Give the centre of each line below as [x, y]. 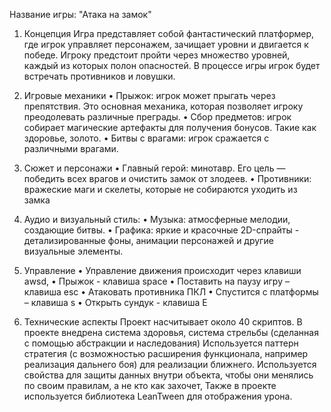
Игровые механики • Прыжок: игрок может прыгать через [149, 95]
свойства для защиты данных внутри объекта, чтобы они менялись [168, 375]
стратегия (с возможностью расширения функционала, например [166, 353]
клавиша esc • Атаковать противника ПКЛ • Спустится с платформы [171, 292]
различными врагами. [71, 148]
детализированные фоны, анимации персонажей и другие [148, 240]
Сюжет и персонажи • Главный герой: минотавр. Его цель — [154, 168]
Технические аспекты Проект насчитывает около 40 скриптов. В [163, 322]
